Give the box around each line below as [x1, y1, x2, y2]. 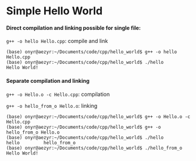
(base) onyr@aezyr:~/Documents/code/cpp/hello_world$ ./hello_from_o [6, 145, 183, 151]
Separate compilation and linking [6, 77, 90, 84]
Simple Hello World [6, 4, 103, 18]
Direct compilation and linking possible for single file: [6, 24, 141, 31]
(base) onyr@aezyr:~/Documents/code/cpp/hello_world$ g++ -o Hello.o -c [6, 113, 191, 120]
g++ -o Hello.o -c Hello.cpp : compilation [6, 91, 110, 98]
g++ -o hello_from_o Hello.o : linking [6, 102, 98, 109]
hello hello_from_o [6, 140, 76, 145]
